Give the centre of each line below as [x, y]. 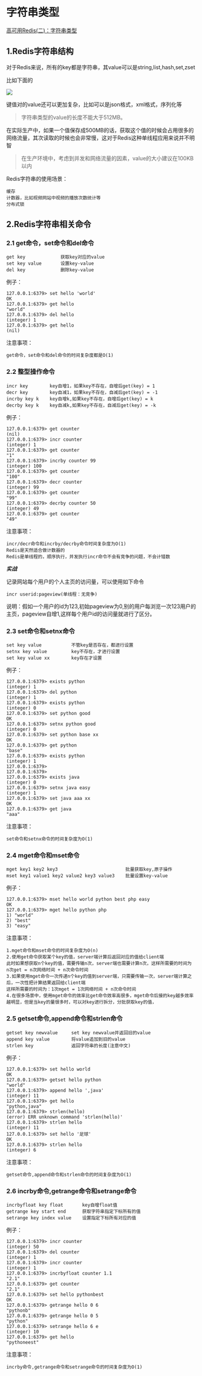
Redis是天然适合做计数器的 [36, 550]
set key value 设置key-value [50, 264]
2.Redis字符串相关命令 [49, 224]
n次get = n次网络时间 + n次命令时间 [47, 970]
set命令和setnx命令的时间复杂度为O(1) [50, 839]
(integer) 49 [23, 508]
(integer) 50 [23, 1247]
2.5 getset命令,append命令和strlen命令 [64, 1018]
